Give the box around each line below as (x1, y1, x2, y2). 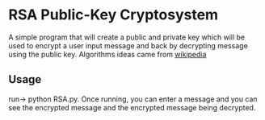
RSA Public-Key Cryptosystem (8, 6, 219, 24)
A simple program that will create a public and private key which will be (8, 32, 246, 42)
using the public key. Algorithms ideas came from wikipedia (8, 49, 207, 59)
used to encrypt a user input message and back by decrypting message (8, 40, 248, 50)
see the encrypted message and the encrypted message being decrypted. (8, 102, 256, 112)
